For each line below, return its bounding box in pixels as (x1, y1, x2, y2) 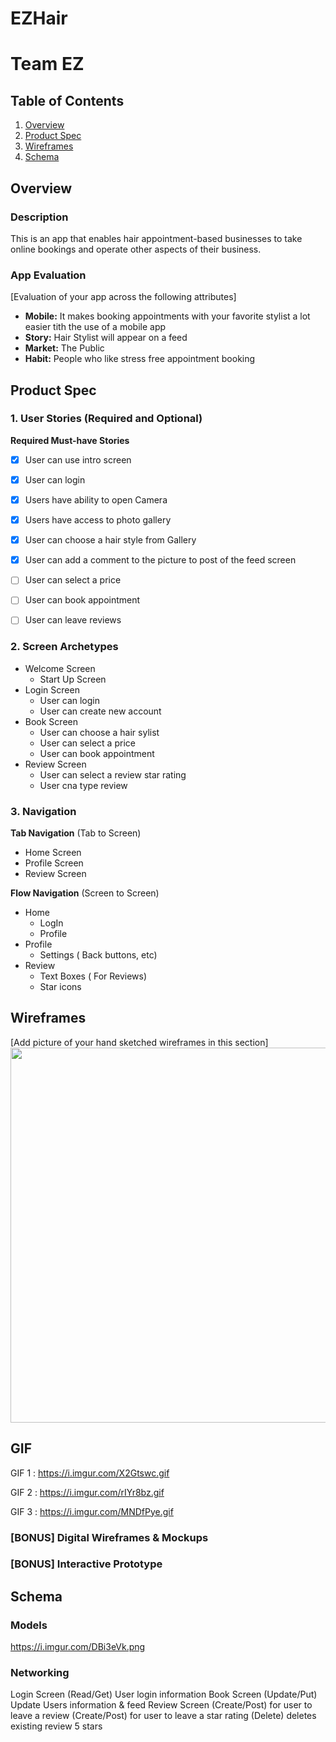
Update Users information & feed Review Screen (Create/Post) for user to (10, 1699, 313, 1711)
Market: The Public (24, 342, 105, 354)
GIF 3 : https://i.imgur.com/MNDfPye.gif (10, 1505, 174, 1517)
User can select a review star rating (39, 768, 187, 781)
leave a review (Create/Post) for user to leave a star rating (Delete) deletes (10, 1710, 317, 1722)
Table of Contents (10, 92, 125, 109)
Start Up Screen (39, 673, 107, 685)
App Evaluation (10, 268, 87, 282)
